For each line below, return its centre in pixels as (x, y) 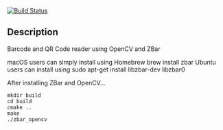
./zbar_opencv (27, 119)
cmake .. (20, 107)
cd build (20, 101)
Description (33, 32)
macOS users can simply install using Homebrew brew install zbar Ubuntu (111, 62)
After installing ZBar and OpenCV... (56, 83)
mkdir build (24, 95)
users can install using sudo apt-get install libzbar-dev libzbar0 (96, 69)
